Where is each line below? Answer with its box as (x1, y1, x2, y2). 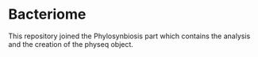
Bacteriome (8, 5, 87, 23)
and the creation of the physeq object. (8, 39, 133, 48)
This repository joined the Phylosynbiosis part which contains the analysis (8, 31, 251, 41)
